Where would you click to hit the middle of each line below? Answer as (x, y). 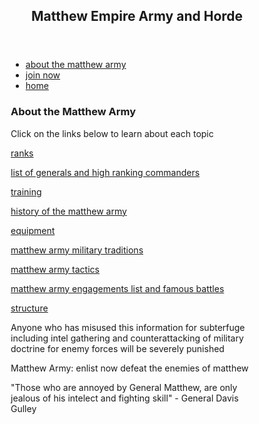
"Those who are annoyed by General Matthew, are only (124, 387)
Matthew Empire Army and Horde (137, 16)
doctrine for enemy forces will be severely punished (117, 348)
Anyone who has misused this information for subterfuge (128, 327)
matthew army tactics (55, 269)
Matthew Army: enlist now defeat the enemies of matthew (129, 368)
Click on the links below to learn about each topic (112, 133)
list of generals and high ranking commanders (105, 172)
